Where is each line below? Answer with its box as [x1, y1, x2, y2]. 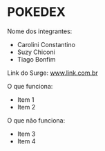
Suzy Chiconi [17, 48, 55, 56]
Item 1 [17, 95, 35, 104]
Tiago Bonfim [17, 55, 56, 63]
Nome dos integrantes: [7, 27, 73, 35]
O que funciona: [7, 82, 53, 90]
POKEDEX [7, 4, 66, 20]
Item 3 [17, 130, 36, 138]
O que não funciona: [7, 116, 66, 125]
